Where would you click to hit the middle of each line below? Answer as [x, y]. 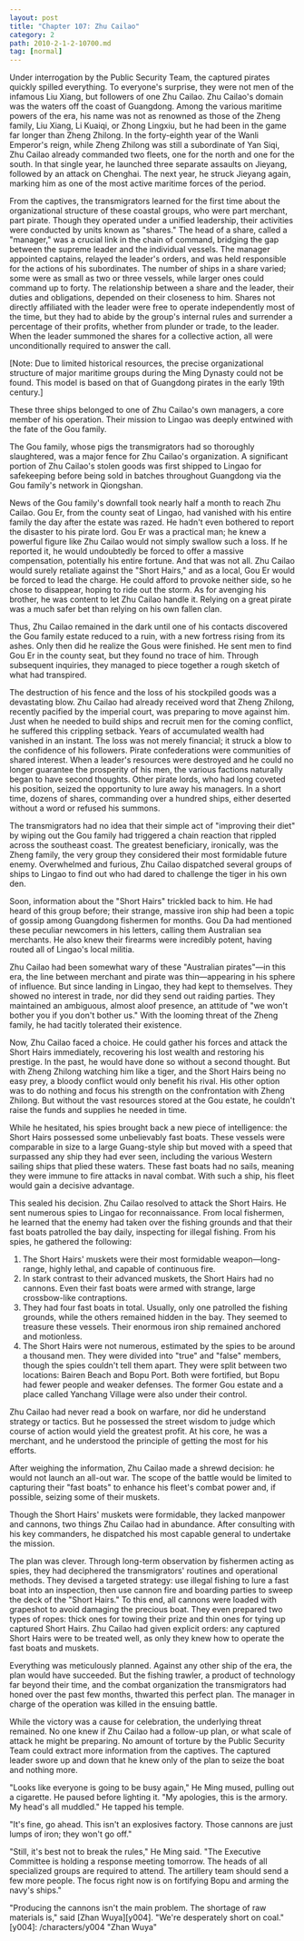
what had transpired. [48, 675]
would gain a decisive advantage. [72, 1186]
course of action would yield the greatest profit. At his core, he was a [138, 1432]
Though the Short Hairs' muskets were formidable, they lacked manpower [147, 1515]
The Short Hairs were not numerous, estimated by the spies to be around [159, 1346]
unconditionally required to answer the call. [90, 346]
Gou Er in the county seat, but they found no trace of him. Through [134, 655]
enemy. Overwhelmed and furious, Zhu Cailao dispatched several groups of [151, 864]
